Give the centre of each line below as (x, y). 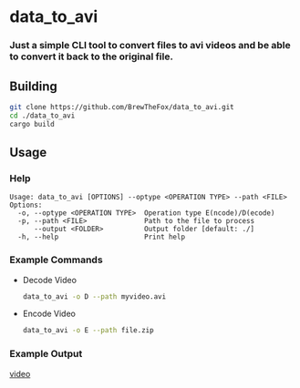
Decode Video (50, 280)
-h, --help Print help (101, 237)
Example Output (46, 354)
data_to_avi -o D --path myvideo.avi (94, 296)
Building (33, 86)
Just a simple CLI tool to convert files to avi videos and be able (150, 46)
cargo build (32, 124)
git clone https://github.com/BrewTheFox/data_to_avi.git (122, 107)
